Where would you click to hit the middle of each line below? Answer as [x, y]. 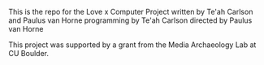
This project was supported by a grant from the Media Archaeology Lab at [132, 45]
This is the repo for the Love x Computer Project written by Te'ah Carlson [131, 12]
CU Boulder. [28, 53]
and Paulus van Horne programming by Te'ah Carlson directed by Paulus [130, 20]
